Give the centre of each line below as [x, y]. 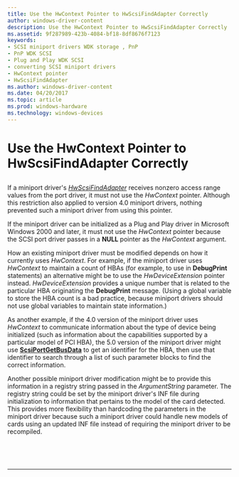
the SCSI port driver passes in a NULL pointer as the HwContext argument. [117, 240]
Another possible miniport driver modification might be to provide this [109, 379]
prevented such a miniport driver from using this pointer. [90, 210]
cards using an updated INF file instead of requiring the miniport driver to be [119, 424]
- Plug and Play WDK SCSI [46, 60]
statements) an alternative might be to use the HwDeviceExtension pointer [116, 276]
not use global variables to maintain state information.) [87, 306]
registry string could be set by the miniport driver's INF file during [103, 394]
